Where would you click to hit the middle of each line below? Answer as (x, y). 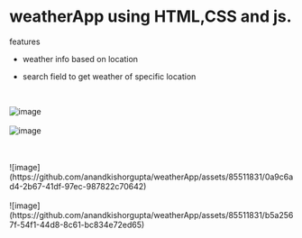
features (25, 41)
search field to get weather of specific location (109, 76)
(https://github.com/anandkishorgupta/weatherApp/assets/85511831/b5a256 (151, 215)
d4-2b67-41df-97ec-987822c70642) (78, 186)
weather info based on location (80, 59)
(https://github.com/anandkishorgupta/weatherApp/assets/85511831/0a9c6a (151, 177)
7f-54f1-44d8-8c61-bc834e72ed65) (77, 224)
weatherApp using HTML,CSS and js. (151, 17)
